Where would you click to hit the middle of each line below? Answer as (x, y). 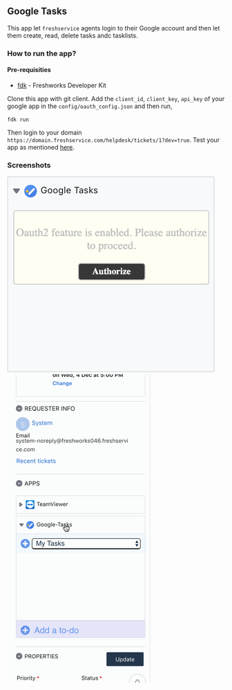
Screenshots (29, 165)
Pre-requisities (29, 70)
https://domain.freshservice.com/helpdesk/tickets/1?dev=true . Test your (113, 140)
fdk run (18, 120)
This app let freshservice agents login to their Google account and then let (114, 28)
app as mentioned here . (41, 147)
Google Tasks (37, 11)
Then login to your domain (45, 132)
